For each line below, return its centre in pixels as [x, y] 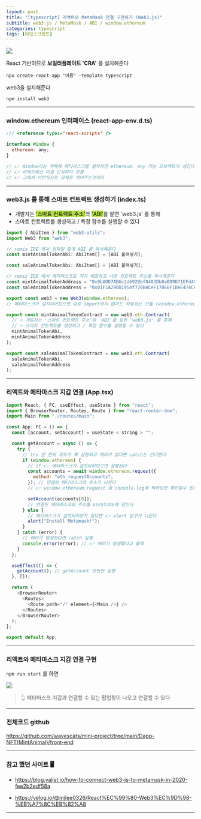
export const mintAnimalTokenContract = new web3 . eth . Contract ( [88, 315]
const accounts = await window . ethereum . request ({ [92, 472]
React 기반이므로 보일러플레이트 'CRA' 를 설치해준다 [67, 63]
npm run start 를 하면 [32, 674]
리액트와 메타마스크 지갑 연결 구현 [51, 659]
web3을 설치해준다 [28, 88]
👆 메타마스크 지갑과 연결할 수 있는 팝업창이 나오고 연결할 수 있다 [95, 698]
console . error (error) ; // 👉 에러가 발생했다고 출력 [83, 544]
